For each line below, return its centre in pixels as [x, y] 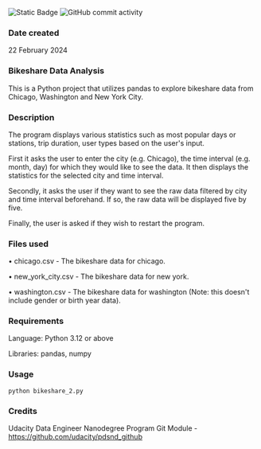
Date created [34, 33]
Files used [29, 244]
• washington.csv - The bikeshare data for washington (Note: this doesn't [129, 292]
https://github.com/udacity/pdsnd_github [76, 437]
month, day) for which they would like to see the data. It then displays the [129, 166]
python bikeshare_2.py [46, 391]
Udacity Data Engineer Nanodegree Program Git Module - [103, 428]
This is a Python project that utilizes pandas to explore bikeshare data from [131, 88]
